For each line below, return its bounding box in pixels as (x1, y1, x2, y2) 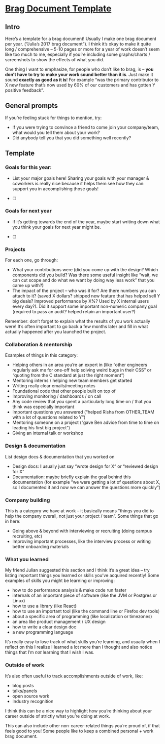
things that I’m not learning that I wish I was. (5, 649, 95, 655)
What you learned (5, 556, 49, 563)
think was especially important (12, 404, 75, 410)
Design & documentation (5, 443, 66, 450)
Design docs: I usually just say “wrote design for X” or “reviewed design (12, 463, 159, 469)
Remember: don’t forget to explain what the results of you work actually (5, 318, 151, 324)
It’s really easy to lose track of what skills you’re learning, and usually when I (5, 639, 160, 645)
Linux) (12, 598, 26, 604)
